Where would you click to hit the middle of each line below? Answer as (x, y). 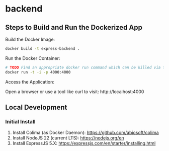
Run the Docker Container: (33, 58)
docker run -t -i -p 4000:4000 (38, 72)
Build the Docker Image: (30, 39)
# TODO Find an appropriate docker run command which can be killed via (83, 67)
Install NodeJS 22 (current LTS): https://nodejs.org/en (68, 138)
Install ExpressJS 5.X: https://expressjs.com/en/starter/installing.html (84, 143)
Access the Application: (30, 82)
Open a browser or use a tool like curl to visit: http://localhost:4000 (75, 92)
